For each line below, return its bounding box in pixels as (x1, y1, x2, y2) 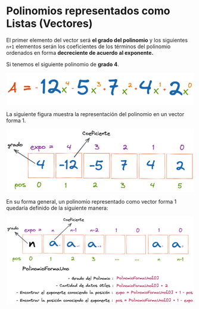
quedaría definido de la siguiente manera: (6, 204, 108, 212)
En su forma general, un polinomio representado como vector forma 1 (6, 198, 177, 205)
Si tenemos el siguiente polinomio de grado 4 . (6, 61, 119, 68)
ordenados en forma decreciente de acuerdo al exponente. (6, 49, 154, 56)
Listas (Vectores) (6, 17, 93, 30)
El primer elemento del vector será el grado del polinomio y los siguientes (6, 36, 188, 43)
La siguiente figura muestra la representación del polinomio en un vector (6, 110, 185, 117)
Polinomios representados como (6, 4, 170, 18)
